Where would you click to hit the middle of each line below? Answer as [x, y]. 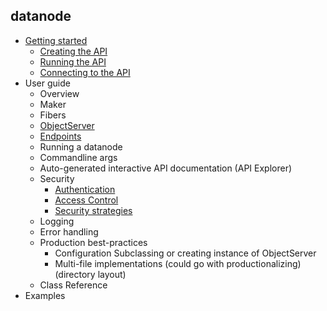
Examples [45, 295]
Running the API [73, 61]
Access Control [86, 200]
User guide [47, 83]
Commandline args [78, 157]
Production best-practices [93, 242]
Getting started [56, 40]
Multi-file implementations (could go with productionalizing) [178, 263]
